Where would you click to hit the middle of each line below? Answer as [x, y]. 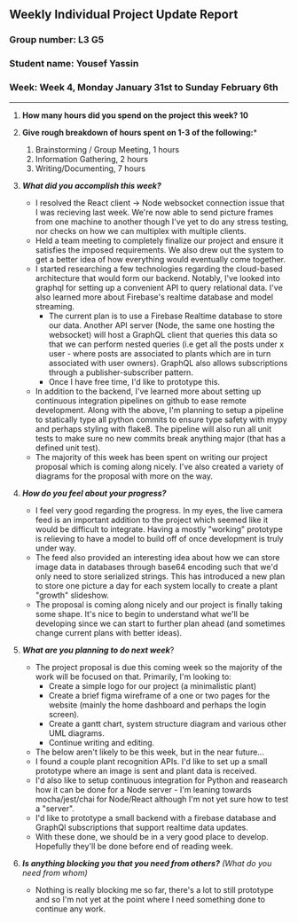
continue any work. [71, 909]
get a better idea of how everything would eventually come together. [161, 259]
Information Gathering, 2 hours [92, 159]
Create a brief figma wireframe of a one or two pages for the [159, 695]
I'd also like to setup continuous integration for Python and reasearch [161, 780]
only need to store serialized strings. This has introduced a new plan [160, 576]
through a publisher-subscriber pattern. [121, 372]
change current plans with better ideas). [109, 632]
